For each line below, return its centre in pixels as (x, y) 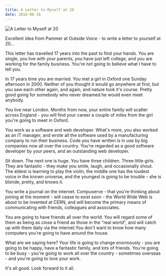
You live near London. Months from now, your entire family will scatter (77, 110)
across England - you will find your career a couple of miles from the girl (79, 115)
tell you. (13, 69)
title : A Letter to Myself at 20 (40, 10)
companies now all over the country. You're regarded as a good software (80, 145)
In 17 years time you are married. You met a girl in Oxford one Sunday (76, 79)
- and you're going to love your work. (43, 258)
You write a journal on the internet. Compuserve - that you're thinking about (83, 191)
